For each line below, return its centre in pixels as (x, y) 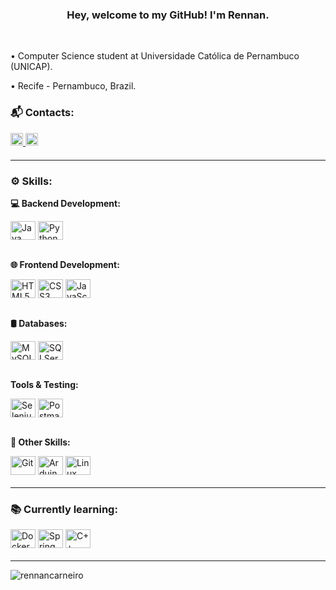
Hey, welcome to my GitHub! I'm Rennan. (168, 15)
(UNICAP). (31, 67)
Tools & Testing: (44, 384)
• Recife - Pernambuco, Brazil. (73, 86)
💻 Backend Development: (65, 203)
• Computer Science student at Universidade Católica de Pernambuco (155, 56)
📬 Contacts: (42, 113)
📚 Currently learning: (64, 509)
